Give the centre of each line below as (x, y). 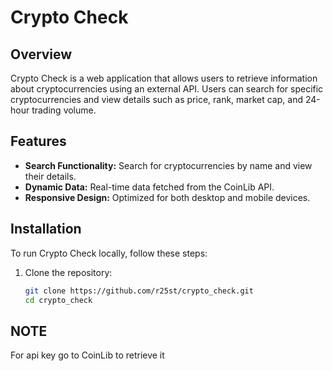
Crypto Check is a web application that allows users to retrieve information (164, 78)
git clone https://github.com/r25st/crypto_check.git (139, 291)
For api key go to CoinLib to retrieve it (87, 355)
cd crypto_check (58, 300)
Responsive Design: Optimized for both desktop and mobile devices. (167, 197)
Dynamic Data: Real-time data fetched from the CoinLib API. (149, 187)
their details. (50, 176)
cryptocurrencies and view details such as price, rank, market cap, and (156, 99)
